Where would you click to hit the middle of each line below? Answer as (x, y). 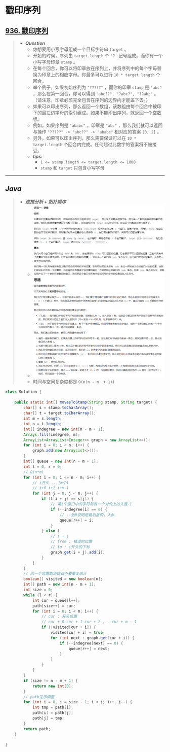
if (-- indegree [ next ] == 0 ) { (91, 643)
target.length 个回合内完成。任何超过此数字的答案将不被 (93, 144)
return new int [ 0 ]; (53, 686)
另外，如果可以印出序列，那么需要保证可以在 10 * (84, 138)
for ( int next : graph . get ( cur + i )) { (93, 638)
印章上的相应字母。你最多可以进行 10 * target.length (98, 75)
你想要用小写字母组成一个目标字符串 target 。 (81, 49)
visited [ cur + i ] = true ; (78, 633)
